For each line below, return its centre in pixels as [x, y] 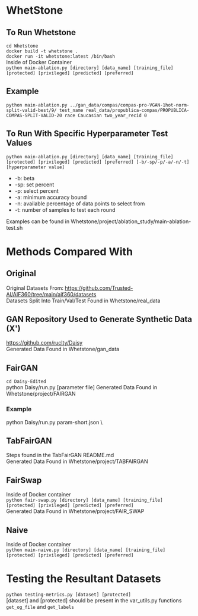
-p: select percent [37, 190]
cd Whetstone [22, 46]
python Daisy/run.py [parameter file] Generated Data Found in [82, 387]
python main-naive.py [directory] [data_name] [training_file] [86, 550]
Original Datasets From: [35, 288]
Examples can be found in [38, 221]
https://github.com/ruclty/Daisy [44, 343]
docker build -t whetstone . [42, 51]
